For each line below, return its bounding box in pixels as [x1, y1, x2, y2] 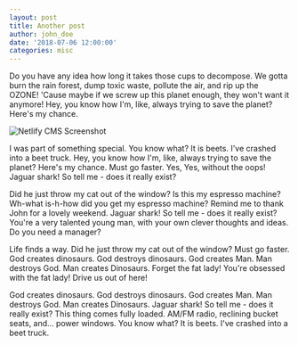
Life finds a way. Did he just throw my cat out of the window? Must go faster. [9, 244, 290, 255]
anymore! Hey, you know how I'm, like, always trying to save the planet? [9, 99, 273, 110]
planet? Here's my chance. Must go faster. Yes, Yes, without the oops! [9, 162, 266, 173]
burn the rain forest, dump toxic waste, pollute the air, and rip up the [9, 80, 259, 91]
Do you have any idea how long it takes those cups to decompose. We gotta [9, 70, 288, 81]
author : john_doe [9, 29, 74, 38]
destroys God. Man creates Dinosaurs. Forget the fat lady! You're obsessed [9, 263, 286, 274]
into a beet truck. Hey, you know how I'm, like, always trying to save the [9, 152, 272, 163]
